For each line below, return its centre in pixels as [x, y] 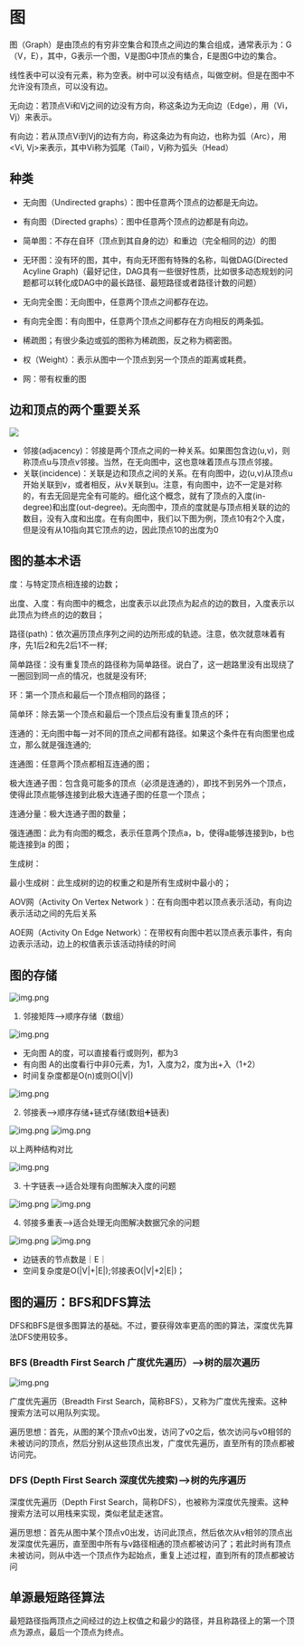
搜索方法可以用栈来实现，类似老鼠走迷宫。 [89, 1513]
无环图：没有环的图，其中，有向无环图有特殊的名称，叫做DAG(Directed [155, 260]
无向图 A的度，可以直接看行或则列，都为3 [100, 1053]
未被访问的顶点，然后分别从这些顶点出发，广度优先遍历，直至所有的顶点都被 [152, 1443]
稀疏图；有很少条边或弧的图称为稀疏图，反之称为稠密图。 [129, 340]
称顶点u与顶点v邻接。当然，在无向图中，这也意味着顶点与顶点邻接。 [150, 461]
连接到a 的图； [44, 844]
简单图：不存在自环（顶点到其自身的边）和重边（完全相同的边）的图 [149, 241]
